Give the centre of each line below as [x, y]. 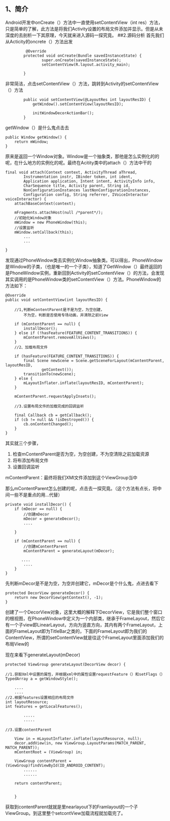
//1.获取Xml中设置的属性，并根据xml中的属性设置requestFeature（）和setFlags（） [85, 674]
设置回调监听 [26, 467]
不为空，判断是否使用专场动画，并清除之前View [66, 315]
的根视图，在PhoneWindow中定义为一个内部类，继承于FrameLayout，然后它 [85, 618]
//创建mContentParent [45, 546]
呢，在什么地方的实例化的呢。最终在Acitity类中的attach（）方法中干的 [78, 163]
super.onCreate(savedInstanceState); [81, 60]
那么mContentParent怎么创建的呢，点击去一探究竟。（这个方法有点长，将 [81, 488]
